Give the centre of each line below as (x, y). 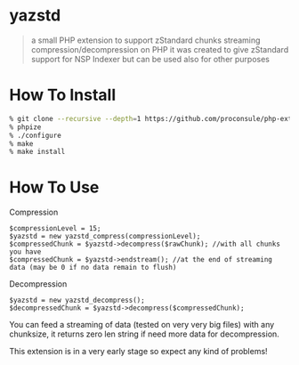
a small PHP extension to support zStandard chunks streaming (145, 40)
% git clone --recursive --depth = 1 (75, 118)
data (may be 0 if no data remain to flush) (93, 268)
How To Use (54, 187)
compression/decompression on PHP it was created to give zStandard (160, 49)
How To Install (63, 95)
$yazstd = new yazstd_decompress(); (77, 300)
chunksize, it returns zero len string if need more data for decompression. (145, 334)
